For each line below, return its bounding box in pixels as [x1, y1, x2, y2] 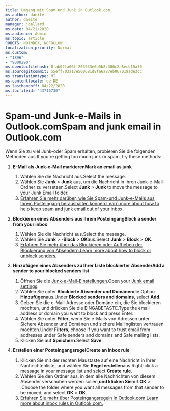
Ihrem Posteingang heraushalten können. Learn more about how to [20, 201, 159, 207]
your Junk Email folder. [20, 189, 69, 196]
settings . [20, 283, 39, 289]
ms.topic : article [5, 36, 44, 41]
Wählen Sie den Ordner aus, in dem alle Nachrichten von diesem [20, 373, 156, 379]
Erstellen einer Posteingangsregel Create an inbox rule [12, 347, 130, 353]
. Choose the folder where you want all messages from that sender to [20, 384, 164, 390]
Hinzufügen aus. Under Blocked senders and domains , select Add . [20, 294, 161, 300]
